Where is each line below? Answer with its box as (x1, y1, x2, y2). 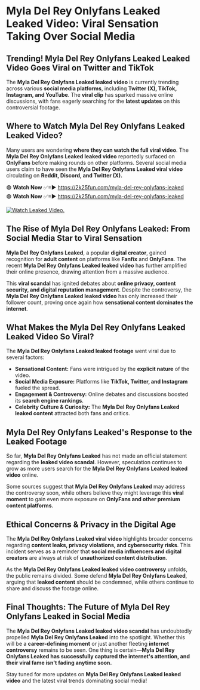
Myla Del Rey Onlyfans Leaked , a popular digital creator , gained (6, 249, 167, 256)
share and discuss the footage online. (6, 585, 99, 592)
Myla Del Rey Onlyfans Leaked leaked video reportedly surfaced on (6, 152, 175, 160)
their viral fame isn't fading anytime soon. (6, 659, 112, 666)
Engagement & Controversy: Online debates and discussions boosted (14, 391, 189, 398)
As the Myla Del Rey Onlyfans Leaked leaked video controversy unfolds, (6, 566, 188, 573)
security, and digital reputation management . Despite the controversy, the (6, 286, 192, 293)
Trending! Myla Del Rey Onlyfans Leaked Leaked (6, 53, 190, 63)
